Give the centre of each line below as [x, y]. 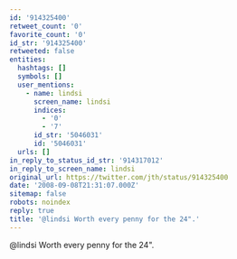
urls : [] [34, 152]
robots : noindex [40, 203]
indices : [50, 110]
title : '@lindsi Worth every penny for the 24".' [105, 219]
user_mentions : [46, 85]
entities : [28, 60]
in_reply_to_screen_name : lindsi [72, 169]
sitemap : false [38, 194]
